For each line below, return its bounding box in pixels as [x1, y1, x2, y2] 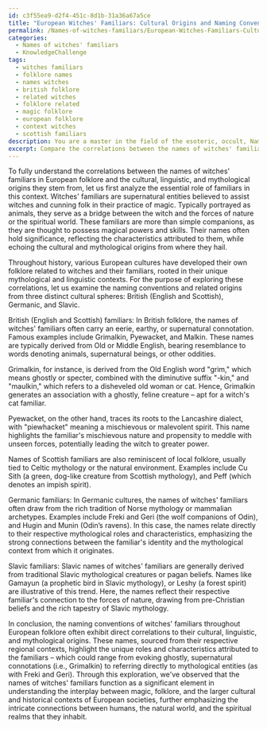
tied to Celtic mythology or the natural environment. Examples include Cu [8, 463, 248, 473]
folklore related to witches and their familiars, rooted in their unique [8, 266, 228, 276]
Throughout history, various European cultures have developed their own [8, 258, 248, 267]
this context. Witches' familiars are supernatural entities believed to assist [8, 192, 250, 201]
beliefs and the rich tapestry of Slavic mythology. [8, 603, 169, 613]
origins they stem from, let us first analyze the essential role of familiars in [8, 184, 250, 193]
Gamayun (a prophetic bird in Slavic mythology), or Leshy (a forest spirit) [8, 578, 247, 588]
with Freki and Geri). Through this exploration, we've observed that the [8, 669, 240, 680]
